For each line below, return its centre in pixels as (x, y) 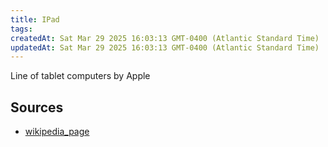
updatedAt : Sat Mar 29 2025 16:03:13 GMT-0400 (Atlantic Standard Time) (165, 47)
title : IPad (35, 19)
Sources (37, 107)
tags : (21, 29)
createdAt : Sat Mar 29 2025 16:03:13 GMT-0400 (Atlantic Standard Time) (165, 38)
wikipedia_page (57, 132)
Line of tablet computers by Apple (80, 76)
